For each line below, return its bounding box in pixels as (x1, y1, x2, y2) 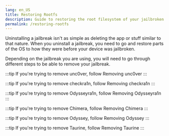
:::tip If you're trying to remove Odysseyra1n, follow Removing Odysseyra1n (5, 90, 161, 96)
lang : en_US (5, 7, 30, 13)
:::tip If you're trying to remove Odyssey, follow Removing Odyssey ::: (5, 115, 150, 121)
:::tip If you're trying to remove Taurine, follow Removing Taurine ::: (5, 125, 144, 131)
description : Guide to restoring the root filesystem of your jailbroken (5, 17, 164, 22)
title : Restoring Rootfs (5, 12, 58, 17)
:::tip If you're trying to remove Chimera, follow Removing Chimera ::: (5, 105, 148, 111)
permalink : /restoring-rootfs (5, 21, 69, 27)
